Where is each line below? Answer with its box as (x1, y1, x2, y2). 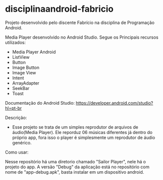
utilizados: (5, 39, 26, 45)
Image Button (12, 65, 40, 70)
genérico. (12, 139, 32, 145)
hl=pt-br (5, 105, 22, 111)
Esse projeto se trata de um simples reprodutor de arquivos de (12, 124, 139, 130)
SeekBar (12, 85, 30, 91)
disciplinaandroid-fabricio (5, 3, 114, 15)
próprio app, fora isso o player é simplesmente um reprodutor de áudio (12, 135, 155, 140)
